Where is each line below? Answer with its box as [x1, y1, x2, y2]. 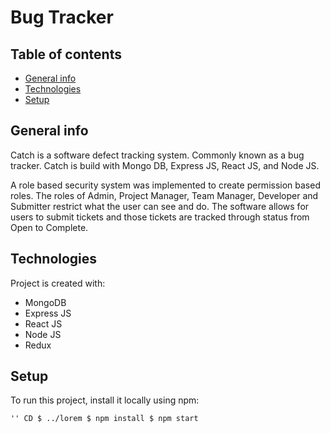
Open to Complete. [10, 221, 89, 233]
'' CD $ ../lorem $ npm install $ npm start [10, 414, 199, 424]
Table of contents [10, 46, 122, 63]
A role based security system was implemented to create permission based [10, 179, 321, 191]
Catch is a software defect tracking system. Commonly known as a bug [10, 149, 305, 161]
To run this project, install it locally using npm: [10, 394, 200, 406]
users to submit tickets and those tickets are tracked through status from [10, 211, 310, 223]
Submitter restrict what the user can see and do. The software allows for [10, 200, 310, 212]
